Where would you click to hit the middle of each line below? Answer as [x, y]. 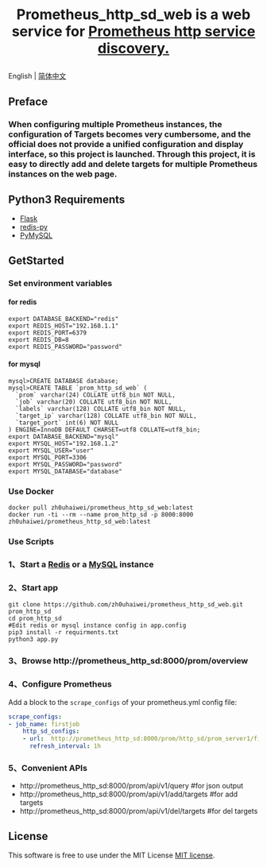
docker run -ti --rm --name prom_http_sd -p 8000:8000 [101, 515]
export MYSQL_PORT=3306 [48, 458]
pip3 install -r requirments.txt [64, 633]
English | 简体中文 [37, 76]
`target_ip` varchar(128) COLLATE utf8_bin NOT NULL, [106, 416]
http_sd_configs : [51, 732]
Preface [28, 101]
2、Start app [33, 588]
